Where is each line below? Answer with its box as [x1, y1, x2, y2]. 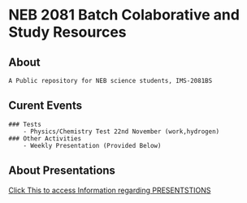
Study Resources [8, 23, 128, 41]
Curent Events [8, 99, 83, 113]
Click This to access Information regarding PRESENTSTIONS [8, 185, 211, 195]
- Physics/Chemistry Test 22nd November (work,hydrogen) [23, 127, 220, 136]
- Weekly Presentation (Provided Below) [23, 141, 162, 149]
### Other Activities [8, 134, 82, 143]
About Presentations [8, 164, 116, 178]
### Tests [8, 120, 42, 128]
